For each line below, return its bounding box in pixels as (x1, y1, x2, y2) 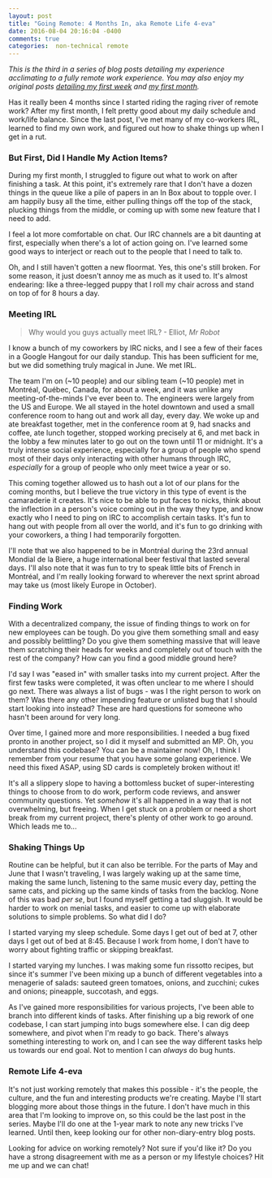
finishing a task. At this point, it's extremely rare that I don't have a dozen (8, 180, 253, 189)
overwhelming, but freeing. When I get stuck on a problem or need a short (8, 804, 257, 814)
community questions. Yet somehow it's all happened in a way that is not (8, 795, 252, 805)
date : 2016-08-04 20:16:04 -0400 (8, 27, 122, 35)
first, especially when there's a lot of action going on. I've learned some (8, 238, 248, 248)
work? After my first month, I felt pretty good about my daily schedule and (8, 106, 256, 116)
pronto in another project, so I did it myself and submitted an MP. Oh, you (8, 737, 253, 747)
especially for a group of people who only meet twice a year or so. (8, 462, 231, 472)
